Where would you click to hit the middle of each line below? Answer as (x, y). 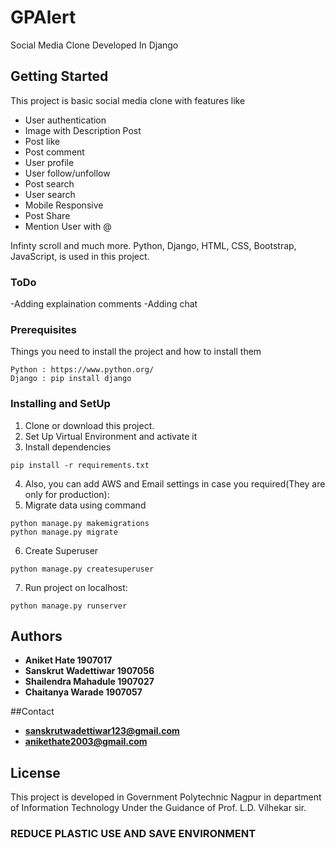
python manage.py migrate (64, 532)
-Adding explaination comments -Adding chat (104, 304)
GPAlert (43, 17)
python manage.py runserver (69, 606)
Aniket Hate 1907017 (68, 660)
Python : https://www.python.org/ (82, 370)
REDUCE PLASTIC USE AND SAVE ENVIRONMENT (133, 834)
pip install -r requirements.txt (80, 465)
